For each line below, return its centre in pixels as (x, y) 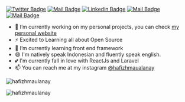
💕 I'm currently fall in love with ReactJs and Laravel (77, 61)
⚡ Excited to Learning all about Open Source (69, 40)
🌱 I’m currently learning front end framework (69, 48)
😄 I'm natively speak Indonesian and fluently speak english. (88, 54)
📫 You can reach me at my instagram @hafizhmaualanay (85, 68)
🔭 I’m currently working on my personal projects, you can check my (97, 27)
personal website (36, 33)
